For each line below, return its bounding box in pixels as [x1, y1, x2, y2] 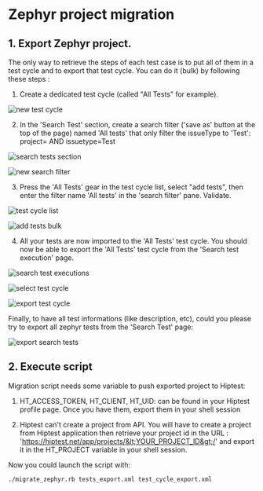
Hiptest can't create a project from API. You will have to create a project [19, 420, 252, 429]
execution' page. [19, 253, 75, 262]
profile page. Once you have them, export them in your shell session [19, 405, 241, 414]
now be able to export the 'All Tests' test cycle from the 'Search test [19, 245, 239, 254]
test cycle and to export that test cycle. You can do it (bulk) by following [8, 66, 240, 75]
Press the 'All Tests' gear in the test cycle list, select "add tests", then [19, 182, 243, 192]
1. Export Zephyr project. [8, 37, 132, 50]
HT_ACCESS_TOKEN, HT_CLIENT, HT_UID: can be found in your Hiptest [19, 396, 250, 405]
